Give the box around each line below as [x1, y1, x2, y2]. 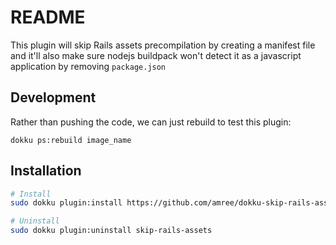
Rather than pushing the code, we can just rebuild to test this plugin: [10, 116, 292, 128]
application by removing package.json [10, 60, 167, 72]
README [10, 6, 86, 29]
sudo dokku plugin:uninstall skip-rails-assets [10, 226, 213, 236]
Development [10, 89, 97, 106]
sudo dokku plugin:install [10, 198, 123, 208]
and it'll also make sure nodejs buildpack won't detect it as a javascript [10, 49, 302, 61]
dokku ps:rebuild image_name [10, 135, 132, 145]
